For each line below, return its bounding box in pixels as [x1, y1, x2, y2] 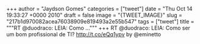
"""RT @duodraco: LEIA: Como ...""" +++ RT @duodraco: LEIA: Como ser [6, 24, 191, 31]
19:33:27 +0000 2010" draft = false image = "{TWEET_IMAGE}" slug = [6, 11, 183, 19]
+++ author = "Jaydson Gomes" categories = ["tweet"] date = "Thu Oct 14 [6, 5, 193, 12]
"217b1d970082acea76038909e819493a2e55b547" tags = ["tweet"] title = [6, 18, 195, 25]
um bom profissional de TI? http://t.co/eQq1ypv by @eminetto [6, 31, 162, 38]
